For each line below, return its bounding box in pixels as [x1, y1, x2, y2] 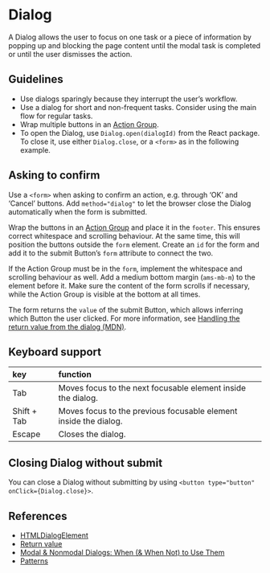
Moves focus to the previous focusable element [58, 406, 238, 417]
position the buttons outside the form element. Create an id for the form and [8, 239, 260, 249]
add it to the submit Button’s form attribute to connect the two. [8, 248, 214, 258]
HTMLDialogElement [19, 530, 88, 540]
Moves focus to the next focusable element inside [58, 383, 247, 394]
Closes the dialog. [58, 428, 126, 440]
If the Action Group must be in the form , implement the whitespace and [8, 264, 243, 273]
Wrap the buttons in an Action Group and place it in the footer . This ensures [8, 223, 261, 232]
